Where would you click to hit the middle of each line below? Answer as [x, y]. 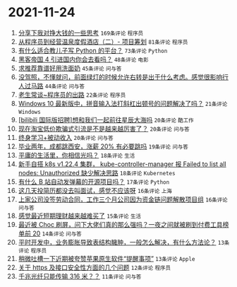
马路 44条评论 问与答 [58, 86]
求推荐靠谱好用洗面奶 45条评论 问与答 [70, 68]
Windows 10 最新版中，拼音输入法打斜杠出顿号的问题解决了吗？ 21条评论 [123, 103]
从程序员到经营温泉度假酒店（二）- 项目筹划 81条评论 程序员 [103, 41]
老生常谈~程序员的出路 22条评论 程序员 [72, 94]
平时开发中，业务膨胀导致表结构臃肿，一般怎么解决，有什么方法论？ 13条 [124, 242]
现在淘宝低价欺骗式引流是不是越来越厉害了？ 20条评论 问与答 [104, 129]
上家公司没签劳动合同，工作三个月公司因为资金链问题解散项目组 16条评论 [123, 199]
